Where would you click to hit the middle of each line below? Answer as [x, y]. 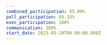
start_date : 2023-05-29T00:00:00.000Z [53, 33]
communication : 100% [31, 28]
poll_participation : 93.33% [41, 17]
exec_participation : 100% [38, 22]
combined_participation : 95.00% [46, 11]
